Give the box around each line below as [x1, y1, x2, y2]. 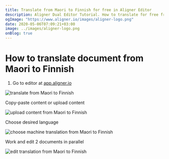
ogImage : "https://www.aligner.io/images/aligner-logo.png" [5, 17, 134, 22]
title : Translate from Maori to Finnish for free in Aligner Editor [5, 7, 152, 13]
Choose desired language [5, 119, 59, 125]
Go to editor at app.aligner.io [12, 80, 72, 86]
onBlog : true [5, 31, 33, 36]
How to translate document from [5, 52, 144, 64]
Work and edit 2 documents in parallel [5, 138, 84, 144]
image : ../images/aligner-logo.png [5, 26, 80, 31]
